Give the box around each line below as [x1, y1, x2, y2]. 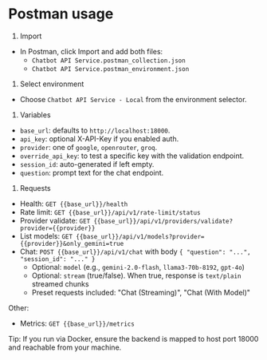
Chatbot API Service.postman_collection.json [31, 57, 186, 65]
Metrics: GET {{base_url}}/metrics [19, 318, 135, 328]
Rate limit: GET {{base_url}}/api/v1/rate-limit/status [19, 207, 201, 216]
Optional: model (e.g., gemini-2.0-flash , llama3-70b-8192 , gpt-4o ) [31, 262, 245, 271]
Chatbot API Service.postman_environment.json [31, 65, 190, 73]
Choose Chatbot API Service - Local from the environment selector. [19, 94, 247, 104]
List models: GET [19, 231, 73, 240]
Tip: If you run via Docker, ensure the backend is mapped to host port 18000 [8, 334, 259, 343]
